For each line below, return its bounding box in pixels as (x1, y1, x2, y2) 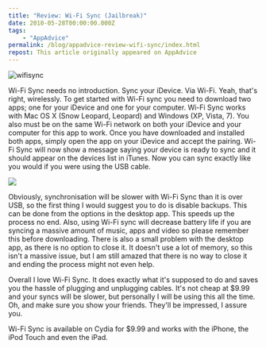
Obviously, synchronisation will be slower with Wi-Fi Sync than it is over (8, 192, 244, 201)
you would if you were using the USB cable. (8, 162, 151, 171)
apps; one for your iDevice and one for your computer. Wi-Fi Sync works (8, 102, 246, 112)
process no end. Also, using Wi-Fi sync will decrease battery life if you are (8, 218, 252, 226)
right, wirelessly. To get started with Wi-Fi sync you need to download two (8, 95, 252, 103)
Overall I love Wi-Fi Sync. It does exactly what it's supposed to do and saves (8, 275, 259, 284)
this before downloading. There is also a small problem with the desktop (8, 234, 245, 243)
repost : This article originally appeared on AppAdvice (8, 48, 197, 56)
